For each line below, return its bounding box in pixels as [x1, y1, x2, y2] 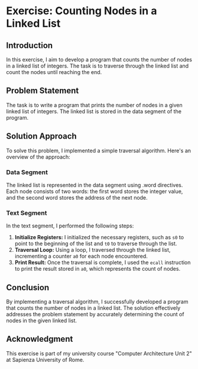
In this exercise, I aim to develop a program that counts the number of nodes [6, 56, 192, 63]
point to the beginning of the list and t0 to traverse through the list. [14, 240, 177, 247]
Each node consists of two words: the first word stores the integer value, [6, 188, 183, 195]
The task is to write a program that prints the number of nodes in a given [6, 101, 183, 108]
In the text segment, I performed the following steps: [6, 222, 134, 229]
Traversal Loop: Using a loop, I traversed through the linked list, [14, 246, 171, 254]
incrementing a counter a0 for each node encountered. [14, 253, 148, 260]
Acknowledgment [6, 334, 73, 344]
